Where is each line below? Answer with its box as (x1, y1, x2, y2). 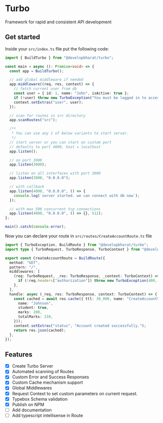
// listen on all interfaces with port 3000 (9, 171, 101, 176)
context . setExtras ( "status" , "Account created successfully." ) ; (14, 323, 147, 328)
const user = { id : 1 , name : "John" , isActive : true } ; (14, 91, 130, 96)
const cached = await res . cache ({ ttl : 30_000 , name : (14, 296, 125, 301)
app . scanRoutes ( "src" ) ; (9, 117, 57, 123)
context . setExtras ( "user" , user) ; (14, 100, 83, 105)
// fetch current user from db (14, 86, 77, 91)
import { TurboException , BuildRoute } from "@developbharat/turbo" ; (5, 243, 149, 247)
